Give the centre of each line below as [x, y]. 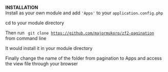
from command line [26, 38]
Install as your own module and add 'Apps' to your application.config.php [84, 13]
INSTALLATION [22, 7]
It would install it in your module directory [49, 48]
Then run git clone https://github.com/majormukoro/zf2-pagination [80, 33]
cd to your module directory [35, 23]
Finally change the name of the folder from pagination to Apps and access [84, 58]
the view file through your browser [42, 64]
